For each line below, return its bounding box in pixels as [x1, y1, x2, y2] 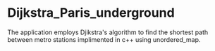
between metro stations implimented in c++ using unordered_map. [7, 35, 201, 43]
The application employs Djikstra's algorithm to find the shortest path [7, 28, 209, 36]
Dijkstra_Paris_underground [7, 5, 175, 21]
